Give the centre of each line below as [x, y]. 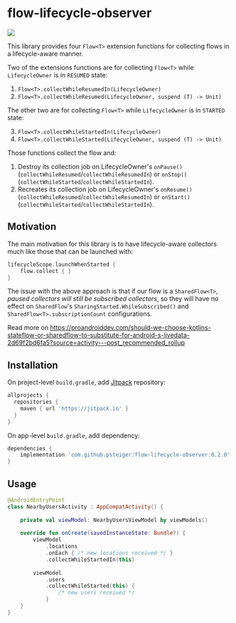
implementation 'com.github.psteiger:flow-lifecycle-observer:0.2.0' [125, 455]
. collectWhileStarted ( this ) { [90, 586]
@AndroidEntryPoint [36, 500]
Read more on [28, 328]
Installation [33, 365]
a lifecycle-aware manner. [45, 53]
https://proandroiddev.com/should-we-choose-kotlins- [130, 328]
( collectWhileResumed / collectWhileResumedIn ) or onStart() [104, 196]
